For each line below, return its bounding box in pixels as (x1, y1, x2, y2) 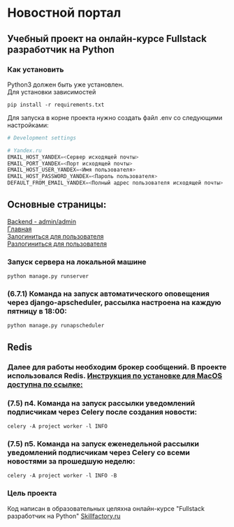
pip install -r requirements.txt (7, 101, 105, 108)
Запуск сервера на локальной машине (7, 257, 147, 267)
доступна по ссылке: (7, 379, 83, 389)
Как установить (7, 64, 64, 74)
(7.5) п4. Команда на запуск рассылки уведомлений (7, 398, 196, 408)
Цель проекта (7, 489, 57, 498)
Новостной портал (7, 5, 122, 21)
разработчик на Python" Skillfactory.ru (7, 512, 121, 520)
